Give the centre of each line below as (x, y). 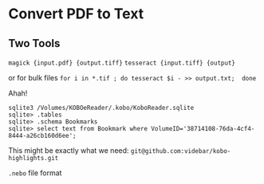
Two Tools (34, 43)
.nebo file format (35, 173)
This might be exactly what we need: (69, 151)
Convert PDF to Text (76, 14)
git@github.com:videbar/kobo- (181, 151)
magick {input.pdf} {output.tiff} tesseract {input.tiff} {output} (122, 63)
